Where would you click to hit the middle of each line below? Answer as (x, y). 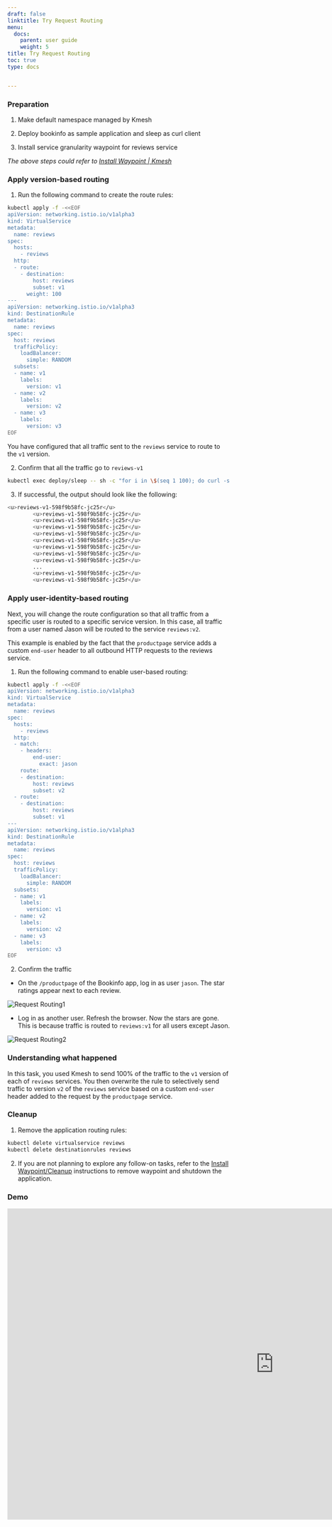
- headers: (36, 751)
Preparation (28, 104)
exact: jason (58, 764)
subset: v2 (49, 790)
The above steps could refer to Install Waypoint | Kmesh (90, 161)
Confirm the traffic (45, 969)
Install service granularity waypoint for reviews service (98, 147)
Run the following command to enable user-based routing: (103, 671)
